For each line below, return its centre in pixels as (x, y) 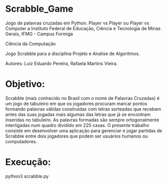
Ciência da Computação (31, 43)
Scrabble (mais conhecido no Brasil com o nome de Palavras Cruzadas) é (82, 98)
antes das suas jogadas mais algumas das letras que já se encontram (78, 114)
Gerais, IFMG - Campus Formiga (39, 34)
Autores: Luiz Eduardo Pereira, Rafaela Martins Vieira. (62, 63)
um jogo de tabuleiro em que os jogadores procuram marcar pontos (76, 103)
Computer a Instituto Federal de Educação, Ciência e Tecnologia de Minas (83, 28)
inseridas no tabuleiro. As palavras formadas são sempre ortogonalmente (82, 120)
